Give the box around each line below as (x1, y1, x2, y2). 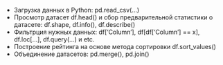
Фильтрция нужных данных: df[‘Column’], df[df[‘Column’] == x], (13, 28, 200, 36)
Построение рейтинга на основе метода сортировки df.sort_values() (13, 43, 217, 50)
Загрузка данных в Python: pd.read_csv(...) (13, 6, 140, 14)
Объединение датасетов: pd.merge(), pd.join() (13, 50, 150, 58)
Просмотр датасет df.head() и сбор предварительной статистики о (13, 13, 213, 21)
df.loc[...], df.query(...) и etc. (13, 35, 95, 44)
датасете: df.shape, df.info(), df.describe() (13, 21, 136, 28)
